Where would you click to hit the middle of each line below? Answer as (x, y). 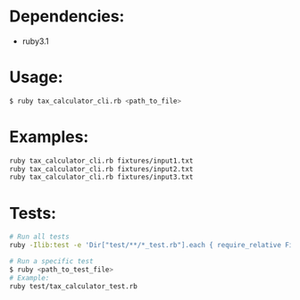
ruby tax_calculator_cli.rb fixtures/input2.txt (101, 169)
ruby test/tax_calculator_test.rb (74, 286)
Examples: (49, 137)
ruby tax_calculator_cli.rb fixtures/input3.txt (101, 177)
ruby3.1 (35, 41)
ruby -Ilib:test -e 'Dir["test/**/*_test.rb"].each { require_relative (145, 246)
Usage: (37, 77)
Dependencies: (67, 17)
